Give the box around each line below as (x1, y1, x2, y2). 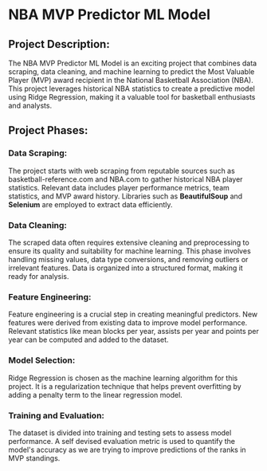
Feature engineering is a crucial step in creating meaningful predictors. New (8, 309, 258, 320)
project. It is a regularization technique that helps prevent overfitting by (8, 381, 241, 391)
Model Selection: (8, 355, 76, 366)
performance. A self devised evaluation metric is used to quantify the (8, 436, 236, 445)
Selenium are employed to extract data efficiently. (8, 199, 173, 209)
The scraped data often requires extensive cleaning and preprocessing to (8, 237, 249, 247)
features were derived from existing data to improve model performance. (8, 318, 248, 328)
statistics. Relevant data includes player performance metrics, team (8, 183, 230, 192)
